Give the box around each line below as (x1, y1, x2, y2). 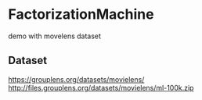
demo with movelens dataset (8, 31, 102, 41)
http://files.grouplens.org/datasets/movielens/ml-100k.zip (8, 83, 194, 92)
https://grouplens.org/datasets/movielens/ (8, 74, 145, 84)
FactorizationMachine (8, 5, 154, 23)
